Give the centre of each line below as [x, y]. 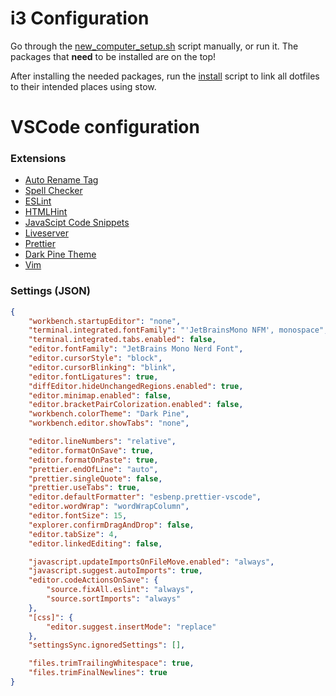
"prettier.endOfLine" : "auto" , [93, 469]
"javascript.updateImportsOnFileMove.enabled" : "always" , [151, 562]
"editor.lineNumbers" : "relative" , [102, 442]
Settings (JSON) [50, 291]
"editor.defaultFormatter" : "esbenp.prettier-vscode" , [145, 497]
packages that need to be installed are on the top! [113, 56]
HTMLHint [46, 212]
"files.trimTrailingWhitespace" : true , [111, 663]
